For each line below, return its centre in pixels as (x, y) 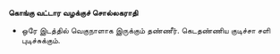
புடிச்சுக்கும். (41, 40)
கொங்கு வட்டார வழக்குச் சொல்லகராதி (73, 13)
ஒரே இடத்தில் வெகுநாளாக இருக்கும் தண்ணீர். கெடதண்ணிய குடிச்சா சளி (146, 31)
